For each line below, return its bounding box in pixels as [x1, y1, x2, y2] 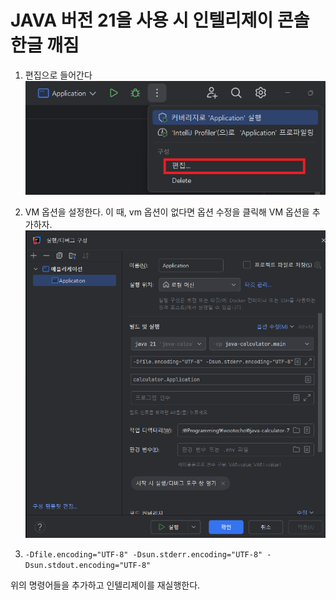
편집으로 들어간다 [24, 69, 93, 81]
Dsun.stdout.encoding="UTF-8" [24, 560, 152, 570]
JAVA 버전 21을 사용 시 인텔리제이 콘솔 [10, 9, 310, 32]
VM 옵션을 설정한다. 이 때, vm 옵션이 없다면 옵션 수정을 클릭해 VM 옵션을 [24, 206, 310, 218]
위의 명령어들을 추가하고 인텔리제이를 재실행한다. [10, 579, 201, 591]
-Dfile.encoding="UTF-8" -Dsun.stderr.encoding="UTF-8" [24, 549, 263, 560]
